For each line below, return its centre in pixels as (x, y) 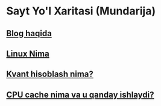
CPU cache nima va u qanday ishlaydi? (80, 95)
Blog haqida (29, 33)
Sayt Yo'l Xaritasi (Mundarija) (81, 11)
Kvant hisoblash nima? (50, 74)
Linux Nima (28, 53)
